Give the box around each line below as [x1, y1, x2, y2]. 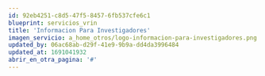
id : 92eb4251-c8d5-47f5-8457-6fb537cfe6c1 [8, 11, 151, 20]
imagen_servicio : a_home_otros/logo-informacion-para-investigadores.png [8, 33, 258, 42]
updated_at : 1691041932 [8, 48, 87, 56]
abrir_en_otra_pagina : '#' [8, 56, 98, 64]
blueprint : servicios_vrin [8, 19, 98, 27]
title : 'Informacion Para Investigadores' [8, 26, 151, 34]
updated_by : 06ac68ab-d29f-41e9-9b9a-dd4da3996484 [8, 41, 179, 49]
